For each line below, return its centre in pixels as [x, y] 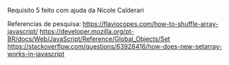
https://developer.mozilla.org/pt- [87, 31]
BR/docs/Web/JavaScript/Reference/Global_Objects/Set [89, 39]
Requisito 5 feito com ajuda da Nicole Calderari [76, 10]
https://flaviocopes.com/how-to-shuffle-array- [151, 24]
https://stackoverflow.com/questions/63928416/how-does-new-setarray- [115, 46]
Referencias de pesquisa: [44, 24]
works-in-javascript [36, 54]
